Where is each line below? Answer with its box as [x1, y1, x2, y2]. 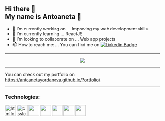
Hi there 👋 [5, 5, 36, 13]
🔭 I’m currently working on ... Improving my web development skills [12, 26, 148, 31]
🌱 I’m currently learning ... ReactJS [12, 30, 82, 37]
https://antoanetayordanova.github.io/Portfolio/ [5, 77, 101, 83]
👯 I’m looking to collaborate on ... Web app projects [12, 36, 116, 42]
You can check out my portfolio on [5, 71, 75, 77]
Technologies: [5, 93, 40, 100]
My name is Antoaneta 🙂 [5, 13, 82, 21]
